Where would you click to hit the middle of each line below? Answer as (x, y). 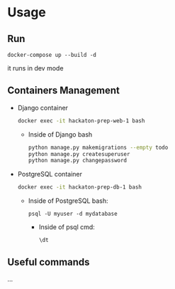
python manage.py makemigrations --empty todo (98, 147)
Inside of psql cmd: (67, 227)
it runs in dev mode (35, 68)
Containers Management (64, 91)
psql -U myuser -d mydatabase (73, 214)
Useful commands (49, 262)
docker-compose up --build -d (52, 55)
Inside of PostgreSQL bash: (68, 201)
